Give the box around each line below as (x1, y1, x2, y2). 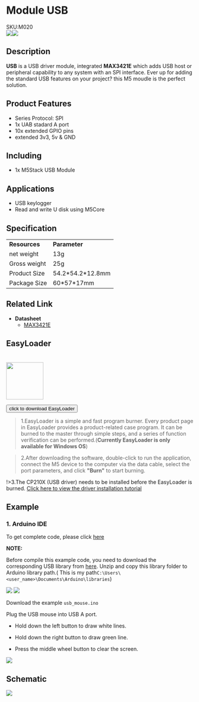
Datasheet (14, 315, 42, 322)
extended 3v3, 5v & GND (14, 133, 76, 141)
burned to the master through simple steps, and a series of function (20, 430, 187, 437)
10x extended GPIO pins (14, 127, 74, 134)
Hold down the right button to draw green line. (14, 634, 128, 641)
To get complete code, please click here (6, 533, 105, 541)
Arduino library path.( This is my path (6, 569, 97, 576)
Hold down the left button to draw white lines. (14, 622, 127, 629)
